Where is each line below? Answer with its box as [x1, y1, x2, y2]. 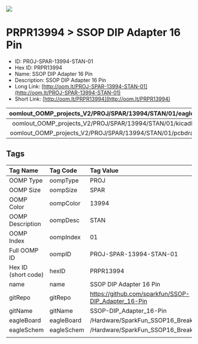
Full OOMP [9, 246, 39, 254]
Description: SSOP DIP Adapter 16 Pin [14, 77, 107, 84]
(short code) [9, 270, 44, 279]
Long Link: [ [14, 82, 44, 90]
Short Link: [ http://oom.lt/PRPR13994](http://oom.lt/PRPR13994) [14, 95, 171, 102]
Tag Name [9, 166, 38, 174]
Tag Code [49, 166, 78, 174]
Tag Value [90, 166, 119, 174]
